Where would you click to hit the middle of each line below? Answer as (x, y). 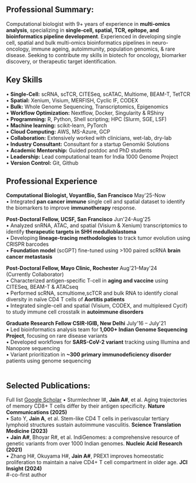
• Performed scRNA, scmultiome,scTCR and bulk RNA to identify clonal (92, 293)
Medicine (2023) (27, 431)
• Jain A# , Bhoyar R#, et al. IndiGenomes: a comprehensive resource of (93, 437)
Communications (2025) (37, 412)
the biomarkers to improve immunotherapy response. (71, 208)
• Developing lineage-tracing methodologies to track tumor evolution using (98, 238)
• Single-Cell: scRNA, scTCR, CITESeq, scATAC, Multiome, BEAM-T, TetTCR (98, 94)
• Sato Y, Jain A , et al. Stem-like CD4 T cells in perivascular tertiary (88, 419)
